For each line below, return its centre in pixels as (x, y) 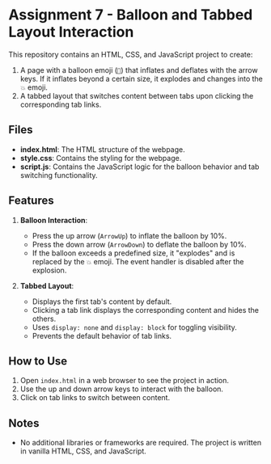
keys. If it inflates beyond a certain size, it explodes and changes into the (141, 78)
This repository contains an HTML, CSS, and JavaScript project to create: (131, 54)
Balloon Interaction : (54, 220)
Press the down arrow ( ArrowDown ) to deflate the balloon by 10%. (139, 244)
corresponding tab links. (61, 104)
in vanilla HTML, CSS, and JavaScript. (83, 451)
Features (31, 201)
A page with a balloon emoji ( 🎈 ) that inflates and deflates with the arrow (139, 70)
